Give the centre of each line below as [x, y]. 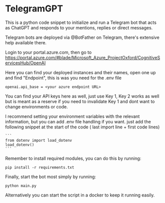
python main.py [21, 186]
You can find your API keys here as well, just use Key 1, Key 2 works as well [82, 96]
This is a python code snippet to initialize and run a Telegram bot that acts [81, 22]
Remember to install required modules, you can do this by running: [73, 158]
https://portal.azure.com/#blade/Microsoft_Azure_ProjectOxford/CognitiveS [83, 57]
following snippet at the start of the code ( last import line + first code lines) [82, 127]
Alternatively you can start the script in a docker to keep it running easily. [80, 195]
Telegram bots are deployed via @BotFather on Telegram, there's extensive [82, 37]
